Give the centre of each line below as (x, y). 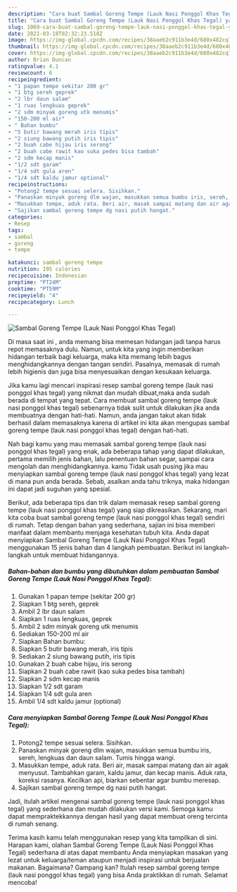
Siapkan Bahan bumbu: (52, 642)
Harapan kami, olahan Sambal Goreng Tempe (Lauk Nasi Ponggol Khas (111, 845)
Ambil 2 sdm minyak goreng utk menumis (78, 627)
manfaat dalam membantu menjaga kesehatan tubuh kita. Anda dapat (109, 532)
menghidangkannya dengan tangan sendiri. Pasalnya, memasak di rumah (114, 365)
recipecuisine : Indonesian (47, 276)
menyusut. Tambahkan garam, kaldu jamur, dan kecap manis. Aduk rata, (123, 773)
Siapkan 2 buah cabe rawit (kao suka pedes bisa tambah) (101, 671)
